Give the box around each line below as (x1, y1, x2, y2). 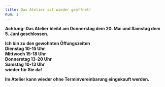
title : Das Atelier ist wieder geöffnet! (5, 7, 92, 12)
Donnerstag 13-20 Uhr (5, 56, 52, 62)
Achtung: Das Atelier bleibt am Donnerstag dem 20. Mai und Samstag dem (5, 25, 161, 31)
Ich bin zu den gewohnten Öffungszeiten (5, 40, 90, 46)
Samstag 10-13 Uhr (5, 61, 45, 67)
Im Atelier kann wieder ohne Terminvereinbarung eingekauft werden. (5, 76, 150, 82)
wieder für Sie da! (5, 66, 42, 72)
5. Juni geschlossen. (5, 31, 49, 37)
